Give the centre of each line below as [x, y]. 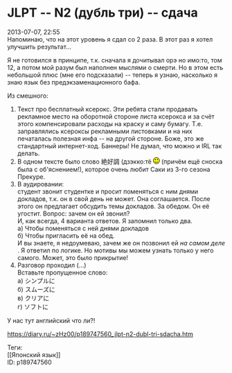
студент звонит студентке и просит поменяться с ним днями [108, 191]
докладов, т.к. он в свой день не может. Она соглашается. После [114, 198]
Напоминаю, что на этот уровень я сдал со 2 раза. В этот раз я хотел [110, 39]
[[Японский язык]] [34, 354]
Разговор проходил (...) [52, 265]
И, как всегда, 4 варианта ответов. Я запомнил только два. [105, 220]
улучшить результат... [39, 46]
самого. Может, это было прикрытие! [73, 257]
